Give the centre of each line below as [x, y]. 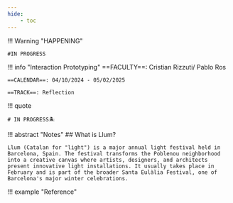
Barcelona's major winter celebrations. [68, 178]
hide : [15, 14]
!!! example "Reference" [42, 192]
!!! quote [20, 105]
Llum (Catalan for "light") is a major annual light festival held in [114, 147]
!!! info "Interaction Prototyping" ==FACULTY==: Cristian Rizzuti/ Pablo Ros [116, 67]
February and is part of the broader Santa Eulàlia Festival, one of [113, 172]
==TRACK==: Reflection [41, 92]
